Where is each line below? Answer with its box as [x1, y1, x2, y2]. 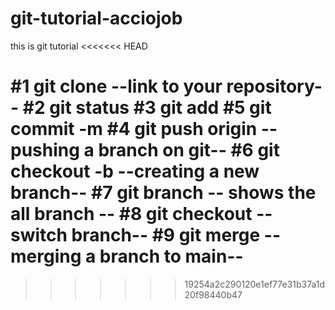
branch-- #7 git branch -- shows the [10, 182, 317, 204]
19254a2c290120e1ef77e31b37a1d [184, 278, 326, 290]
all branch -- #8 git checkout [10, 203, 253, 226]
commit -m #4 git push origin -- [10, 118, 278, 141]
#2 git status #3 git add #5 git [22, 97, 272, 119]
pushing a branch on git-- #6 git [10, 139, 280, 162]
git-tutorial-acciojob [10, 7, 183, 30]
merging [10, 245, 82, 268]
